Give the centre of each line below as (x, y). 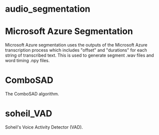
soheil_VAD (29, 114)
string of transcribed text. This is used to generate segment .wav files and (79, 55)
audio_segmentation (48, 9)
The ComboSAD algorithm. (32, 94)
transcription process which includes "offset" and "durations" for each (76, 50)
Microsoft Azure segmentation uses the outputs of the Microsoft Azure (76, 45)
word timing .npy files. (27, 61)
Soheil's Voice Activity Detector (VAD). (44, 127)
